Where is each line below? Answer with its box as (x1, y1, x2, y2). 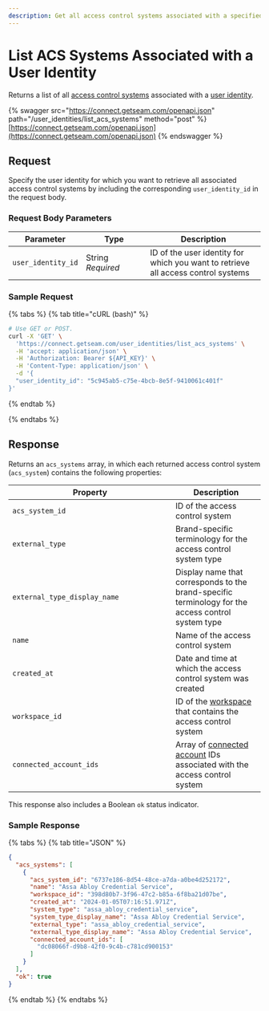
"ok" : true (15, 972, 52, 981)
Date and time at (175, 652, 238, 664)
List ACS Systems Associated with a (8, 46, 254, 64)
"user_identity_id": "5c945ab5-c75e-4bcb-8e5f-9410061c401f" (15, 377, 224, 385)
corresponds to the (175, 576, 247, 587)
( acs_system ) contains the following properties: (8, 467, 163, 477)
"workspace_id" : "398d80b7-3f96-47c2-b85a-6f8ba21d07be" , (29, 891, 227, 899)
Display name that (175, 566, 243, 578)
